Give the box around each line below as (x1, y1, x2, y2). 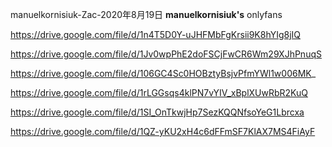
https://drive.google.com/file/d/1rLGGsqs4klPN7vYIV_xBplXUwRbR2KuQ (10, 87, 309, 98)
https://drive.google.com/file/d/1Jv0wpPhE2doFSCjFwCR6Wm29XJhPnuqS (10, 48, 322, 60)
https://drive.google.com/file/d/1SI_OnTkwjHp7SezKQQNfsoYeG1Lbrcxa (10, 106, 305, 118)
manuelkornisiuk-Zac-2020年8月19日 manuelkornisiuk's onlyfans (10, 9, 283, 20)
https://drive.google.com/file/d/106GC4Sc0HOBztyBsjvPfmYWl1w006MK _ (10, 68, 317, 79)
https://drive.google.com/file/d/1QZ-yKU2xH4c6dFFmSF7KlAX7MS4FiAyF (10, 126, 316, 137)
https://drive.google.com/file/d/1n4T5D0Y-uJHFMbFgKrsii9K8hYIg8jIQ (10, 29, 302, 40)
